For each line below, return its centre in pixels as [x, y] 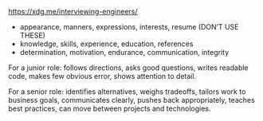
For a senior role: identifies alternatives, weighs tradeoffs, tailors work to [127, 92]
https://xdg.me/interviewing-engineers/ [73, 12]
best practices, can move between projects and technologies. [110, 108]
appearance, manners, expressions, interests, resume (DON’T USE [129, 27]
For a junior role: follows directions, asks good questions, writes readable [128, 68]
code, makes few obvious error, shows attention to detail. [102, 76]
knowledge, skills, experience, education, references [106, 44]
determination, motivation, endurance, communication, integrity [124, 52]
